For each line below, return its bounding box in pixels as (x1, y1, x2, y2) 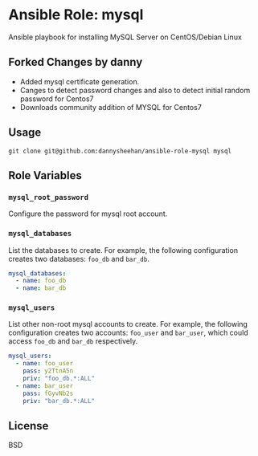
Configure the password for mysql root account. (8, 209, 168, 218)
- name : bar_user (15, 381, 74, 390)
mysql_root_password (8, 193, 89, 202)
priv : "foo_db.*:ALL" (23, 375, 95, 383)
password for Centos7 (19, 94, 94, 104)
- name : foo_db (15, 277, 67, 285)
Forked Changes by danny (8, 55, 143, 69)
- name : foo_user (15, 360, 74, 368)
